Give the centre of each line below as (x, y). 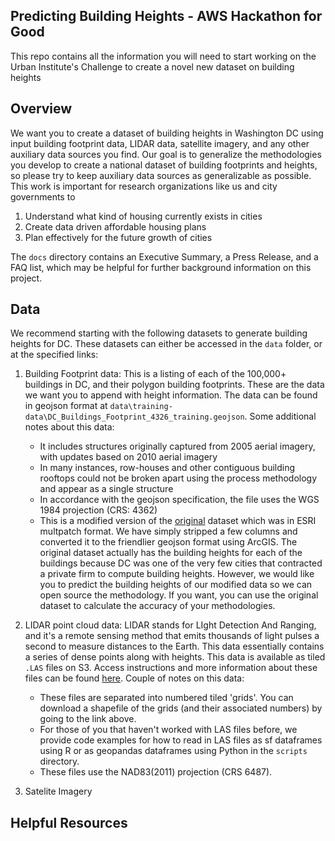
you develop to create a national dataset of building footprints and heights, (164, 165)
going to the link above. (88, 719)
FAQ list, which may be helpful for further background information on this (161, 267)
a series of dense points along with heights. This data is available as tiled (175, 657)
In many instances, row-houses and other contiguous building (167, 468)
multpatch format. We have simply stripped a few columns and (168, 531)
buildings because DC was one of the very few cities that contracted (181, 563)
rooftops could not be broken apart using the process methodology (178, 478)
